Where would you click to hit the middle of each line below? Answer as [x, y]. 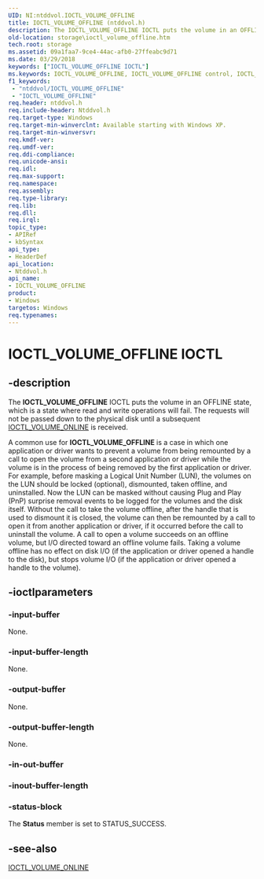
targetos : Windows [38, 307]
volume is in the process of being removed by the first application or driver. [130, 467]
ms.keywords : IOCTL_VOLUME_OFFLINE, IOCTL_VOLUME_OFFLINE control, [121, 74]
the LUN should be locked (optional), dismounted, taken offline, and [118, 484]
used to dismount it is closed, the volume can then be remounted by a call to [132, 517]
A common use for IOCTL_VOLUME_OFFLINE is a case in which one [118, 442]
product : [22, 293]
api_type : [24, 249]
